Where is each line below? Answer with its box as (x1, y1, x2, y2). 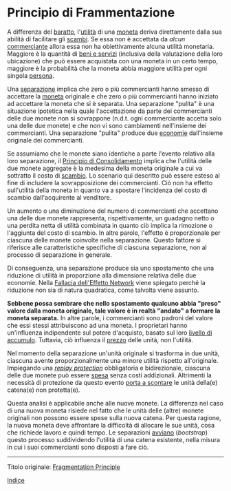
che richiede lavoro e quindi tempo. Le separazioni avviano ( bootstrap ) (7, 428, 208, 437)
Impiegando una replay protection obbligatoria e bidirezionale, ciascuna (7, 364, 211, 372)
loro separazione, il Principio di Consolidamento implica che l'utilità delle (7, 156, 212, 165)
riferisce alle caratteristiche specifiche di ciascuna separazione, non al (7, 243, 208, 251)
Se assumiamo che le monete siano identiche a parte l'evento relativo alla (7, 149, 215, 158)
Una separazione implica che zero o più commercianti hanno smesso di (7, 85, 210, 93)
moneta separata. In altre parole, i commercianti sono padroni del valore (7, 313, 213, 322)
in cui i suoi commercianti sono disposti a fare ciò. (7, 443, 149, 451)
